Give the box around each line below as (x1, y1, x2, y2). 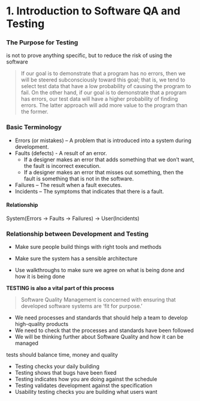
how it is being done (14, 273, 65, 280)
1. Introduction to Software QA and (6, 4, 181, 18)
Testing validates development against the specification (14, 382, 153, 389)
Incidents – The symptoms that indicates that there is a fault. (14, 188, 164, 195)
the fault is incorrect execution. (23, 162, 101, 169)
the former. (20, 108, 49, 115)
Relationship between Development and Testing (6, 230, 149, 238)
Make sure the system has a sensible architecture (14, 255, 138, 262)
